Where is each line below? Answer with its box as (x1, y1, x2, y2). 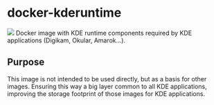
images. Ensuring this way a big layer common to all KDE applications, (7, 82, 207, 90)
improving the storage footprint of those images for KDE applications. (7, 89, 206, 98)
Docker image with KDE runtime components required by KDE (15, 29, 193, 37)
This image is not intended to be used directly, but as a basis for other (7, 74, 207, 83)
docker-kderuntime (7, 5, 122, 21)
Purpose (7, 56, 45, 68)
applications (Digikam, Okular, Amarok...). (7, 36, 126, 45)
